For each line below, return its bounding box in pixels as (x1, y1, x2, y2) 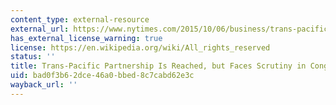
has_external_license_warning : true (10, 33, 163, 43)
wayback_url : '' (10, 80, 78, 90)
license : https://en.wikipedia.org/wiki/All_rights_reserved (10, 42, 271, 53)
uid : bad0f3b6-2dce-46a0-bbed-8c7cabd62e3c (10, 71, 195, 81)
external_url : (10, 24, 70, 34)
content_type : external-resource (10, 14, 150, 25)
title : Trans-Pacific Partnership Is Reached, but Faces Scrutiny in (10, 61, 307, 71)
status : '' (10, 52, 56, 62)
